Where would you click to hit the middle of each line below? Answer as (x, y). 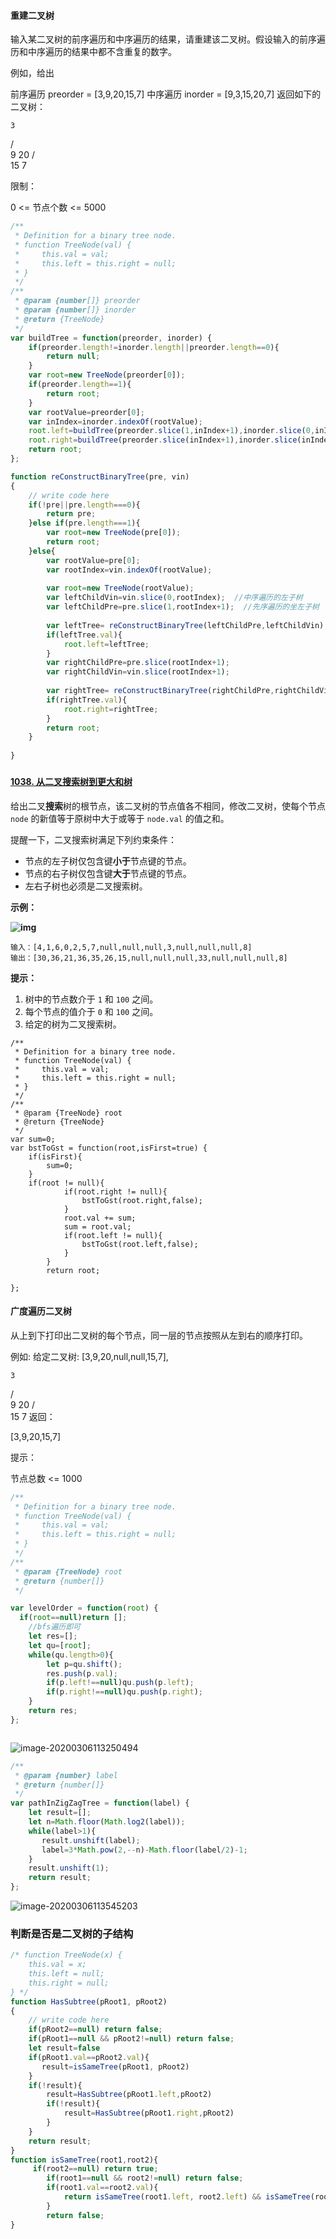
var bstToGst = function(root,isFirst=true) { (109, 1148)
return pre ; (71, 514)
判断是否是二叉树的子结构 (72, 1933)
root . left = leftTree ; (106, 644)
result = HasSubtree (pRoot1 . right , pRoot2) (149, 2113)
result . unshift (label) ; (91, 1840)
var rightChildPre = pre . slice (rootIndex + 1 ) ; (138, 663)
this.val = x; (57, 1965)
